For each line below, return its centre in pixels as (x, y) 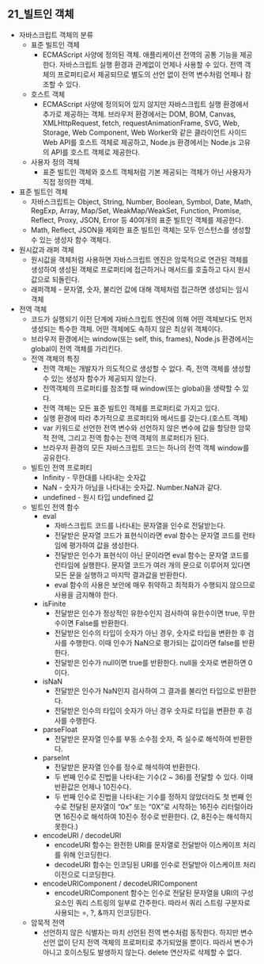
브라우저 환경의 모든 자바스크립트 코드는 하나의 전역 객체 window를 (146, 448)
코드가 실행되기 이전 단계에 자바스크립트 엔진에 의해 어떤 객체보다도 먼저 (141, 318)
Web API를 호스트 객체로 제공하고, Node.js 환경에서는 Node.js (139, 142)
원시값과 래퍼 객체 (46, 250)
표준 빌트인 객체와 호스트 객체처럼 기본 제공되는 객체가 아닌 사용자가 (147, 172)
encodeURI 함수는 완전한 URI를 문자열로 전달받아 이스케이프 (148, 844)
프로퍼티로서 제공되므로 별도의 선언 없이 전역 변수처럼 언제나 (150, 74)
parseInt (56, 757)
